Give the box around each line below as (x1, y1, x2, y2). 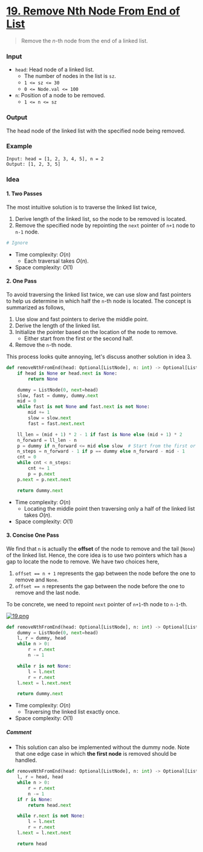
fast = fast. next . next (28, 421, 85, 427)
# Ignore (6, 240, 28, 246)
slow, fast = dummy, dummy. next (17, 392, 98, 399)
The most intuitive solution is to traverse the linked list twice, (6, 203, 157, 211)
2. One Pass (6, 277, 37, 285)
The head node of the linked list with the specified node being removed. (6, 127, 185, 134)
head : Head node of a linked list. (14, 66, 95, 73)
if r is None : (17, 796, 53, 802)
